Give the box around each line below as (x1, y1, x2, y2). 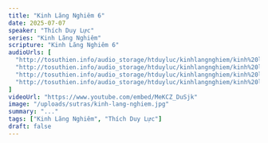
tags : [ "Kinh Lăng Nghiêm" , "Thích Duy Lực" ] (8, 115, 162, 123)
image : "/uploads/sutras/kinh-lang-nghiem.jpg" (8, 100, 170, 108)
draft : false (8, 122, 52, 130)
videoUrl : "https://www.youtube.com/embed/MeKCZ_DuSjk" (8, 93, 198, 101)
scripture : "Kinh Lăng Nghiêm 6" (8, 41, 120, 49)
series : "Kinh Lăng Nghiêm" (8, 33, 102, 42)
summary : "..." (8, 108, 59, 116)
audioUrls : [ (8, 48, 52, 56)
